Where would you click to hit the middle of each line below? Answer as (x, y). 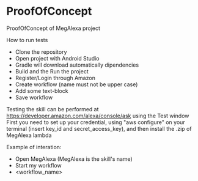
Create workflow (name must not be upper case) (76, 84)
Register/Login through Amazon (55, 78)
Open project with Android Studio (57, 58)
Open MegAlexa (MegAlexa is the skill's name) (74, 159)
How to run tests (27, 40)
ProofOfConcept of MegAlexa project (53, 28)
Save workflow (34, 97)
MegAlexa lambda (29, 135)
